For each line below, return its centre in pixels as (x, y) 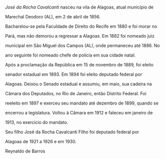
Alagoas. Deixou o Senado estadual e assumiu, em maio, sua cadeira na (79, 84)
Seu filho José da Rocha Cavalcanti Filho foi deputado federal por (72, 132)
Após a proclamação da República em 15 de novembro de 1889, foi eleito (79, 65)
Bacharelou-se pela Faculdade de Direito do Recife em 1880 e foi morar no (81, 26)
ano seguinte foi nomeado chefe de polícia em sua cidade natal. (70, 55)
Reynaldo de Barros (25, 151)
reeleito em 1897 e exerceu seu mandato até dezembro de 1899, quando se (82, 103)
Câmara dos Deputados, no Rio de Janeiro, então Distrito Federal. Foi (76, 93)
